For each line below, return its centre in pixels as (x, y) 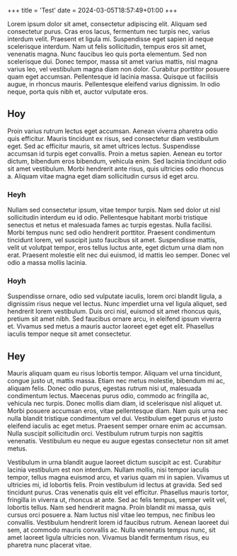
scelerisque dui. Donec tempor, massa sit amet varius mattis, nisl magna (112, 62)
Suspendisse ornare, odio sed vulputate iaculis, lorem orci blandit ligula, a (115, 296)
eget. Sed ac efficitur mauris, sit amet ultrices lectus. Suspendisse (104, 146)
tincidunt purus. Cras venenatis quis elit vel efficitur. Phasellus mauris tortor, (118, 492)
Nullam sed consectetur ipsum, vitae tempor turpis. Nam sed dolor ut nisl (114, 210)
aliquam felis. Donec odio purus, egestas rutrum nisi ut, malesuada (104, 388)
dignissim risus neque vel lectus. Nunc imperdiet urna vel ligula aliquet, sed (117, 304)
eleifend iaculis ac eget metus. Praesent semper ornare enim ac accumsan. (117, 426)
